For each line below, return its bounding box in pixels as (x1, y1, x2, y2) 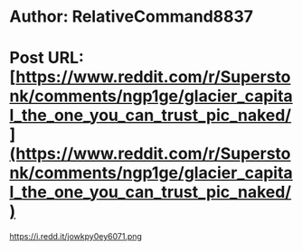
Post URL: (9, 48, 84, 69)
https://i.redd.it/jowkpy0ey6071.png (9, 231, 143, 242)
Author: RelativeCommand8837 (9, 6, 254, 27)
